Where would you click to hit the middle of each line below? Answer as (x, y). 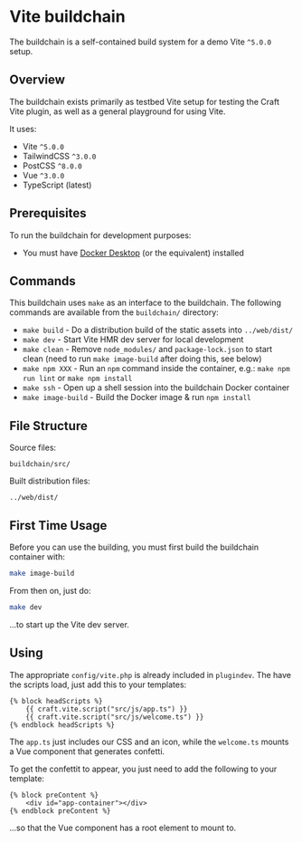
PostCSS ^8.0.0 (52, 166)
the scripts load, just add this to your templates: (98, 684)
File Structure (48, 426)
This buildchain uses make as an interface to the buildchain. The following (146, 303)
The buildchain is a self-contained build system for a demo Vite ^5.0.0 (141, 42)
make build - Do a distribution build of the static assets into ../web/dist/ (158, 330)
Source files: (33, 448)
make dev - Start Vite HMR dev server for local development (133, 340)
